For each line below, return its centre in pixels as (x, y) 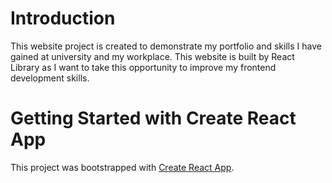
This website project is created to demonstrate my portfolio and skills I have (166, 46)
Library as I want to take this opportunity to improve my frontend (143, 67)
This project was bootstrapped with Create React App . (122, 167)
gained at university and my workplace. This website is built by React (152, 56)
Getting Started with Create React (153, 118)
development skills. (50, 78)
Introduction (63, 18)
